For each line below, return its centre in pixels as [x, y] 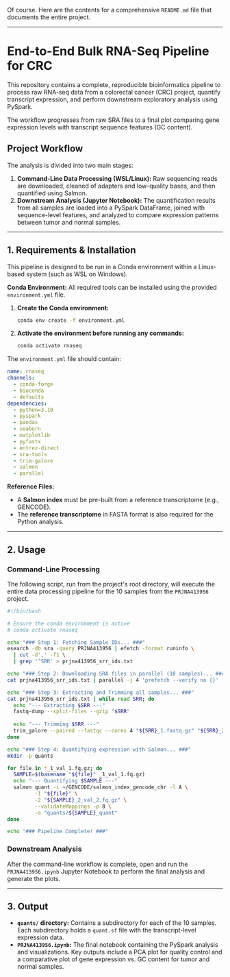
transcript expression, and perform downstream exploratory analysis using [112, 99]
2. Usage [26, 550]
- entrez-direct [36, 448]
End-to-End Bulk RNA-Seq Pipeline [108, 51]
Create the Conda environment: [63, 308]
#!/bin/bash [24, 611]
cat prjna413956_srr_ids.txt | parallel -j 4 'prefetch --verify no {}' [113, 680]
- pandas [26, 423]
